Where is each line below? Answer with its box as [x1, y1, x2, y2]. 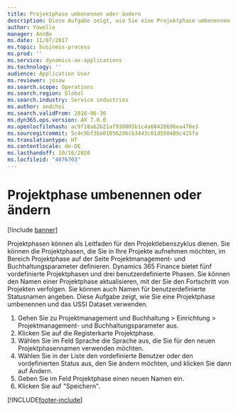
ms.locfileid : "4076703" [7, 156, 81, 164]
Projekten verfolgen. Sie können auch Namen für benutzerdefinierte [7, 284, 206, 293]
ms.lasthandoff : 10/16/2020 [7, 150, 91, 157]
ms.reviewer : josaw [7, 76, 65, 84]
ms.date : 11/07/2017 [7, 37, 69, 44]
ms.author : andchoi [7, 103, 65, 110]
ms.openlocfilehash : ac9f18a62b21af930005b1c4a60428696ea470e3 [7, 123, 199, 130]
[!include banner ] [7, 225, 58, 234]
